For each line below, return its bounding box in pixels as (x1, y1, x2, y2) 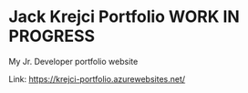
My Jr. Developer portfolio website (8, 56, 139, 67)
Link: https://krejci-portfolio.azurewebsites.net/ (8, 73, 186, 84)
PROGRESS (8, 26, 96, 46)
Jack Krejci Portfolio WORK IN (8, 6, 241, 27)
